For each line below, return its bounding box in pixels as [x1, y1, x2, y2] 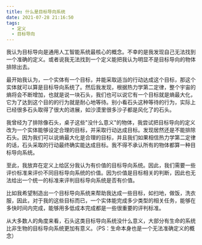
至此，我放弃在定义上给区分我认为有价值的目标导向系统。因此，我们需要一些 [6, 162, 196, 169]
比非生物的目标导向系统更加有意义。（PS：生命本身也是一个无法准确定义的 [6, 225, 189, 232]
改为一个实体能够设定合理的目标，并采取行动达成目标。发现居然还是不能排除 [6, 127, 196, 134]
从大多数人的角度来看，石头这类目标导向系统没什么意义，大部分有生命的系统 [6, 217, 196, 225]
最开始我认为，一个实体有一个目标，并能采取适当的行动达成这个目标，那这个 [6, 76, 196, 83]
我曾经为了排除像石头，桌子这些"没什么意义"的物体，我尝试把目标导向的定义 [6, 119, 196, 126]
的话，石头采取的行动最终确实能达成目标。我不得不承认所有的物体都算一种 [6, 142, 191, 149]
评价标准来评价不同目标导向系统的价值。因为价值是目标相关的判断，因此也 [6, 169, 191, 177]
